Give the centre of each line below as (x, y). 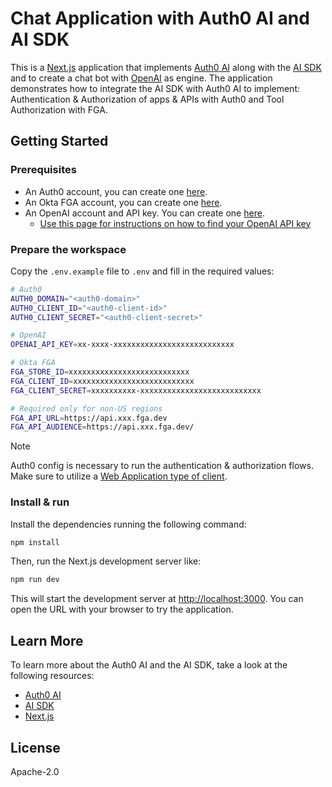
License (35, 747)
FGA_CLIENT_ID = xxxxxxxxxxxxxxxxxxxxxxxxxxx (102, 381)
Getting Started (59, 141)
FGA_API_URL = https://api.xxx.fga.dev (89, 418)
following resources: (52, 676)
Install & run (40, 502)
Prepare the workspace (68, 249)
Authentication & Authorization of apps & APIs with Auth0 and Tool (147, 99)
